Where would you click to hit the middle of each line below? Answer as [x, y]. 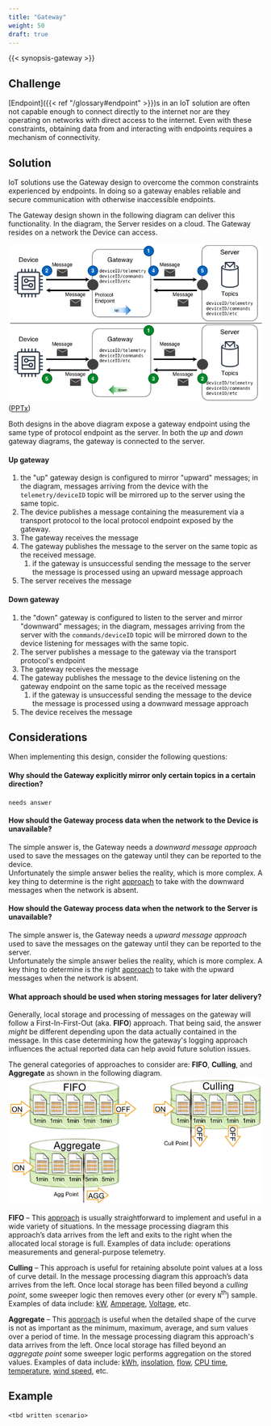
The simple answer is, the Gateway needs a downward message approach [133, 847]
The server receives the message [75, 581]
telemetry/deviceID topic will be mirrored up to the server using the [133, 495]
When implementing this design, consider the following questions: [118, 757]
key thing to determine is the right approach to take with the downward [126, 881]
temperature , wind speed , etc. [58, 1370]
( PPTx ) [19, 408]
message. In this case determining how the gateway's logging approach [128, 1040]
